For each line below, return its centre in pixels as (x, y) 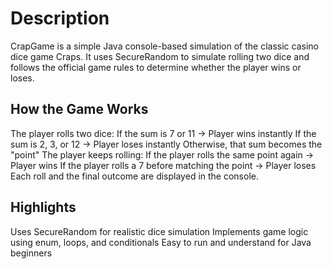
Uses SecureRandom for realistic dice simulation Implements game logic (159, 231)
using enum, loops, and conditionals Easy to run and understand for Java (161, 242)
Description (60, 18)
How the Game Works (79, 109)
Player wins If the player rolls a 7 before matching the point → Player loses (163, 165)
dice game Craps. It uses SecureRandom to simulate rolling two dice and (160, 56)
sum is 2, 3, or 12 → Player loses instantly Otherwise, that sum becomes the (166, 144)
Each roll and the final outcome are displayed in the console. (134, 176)
